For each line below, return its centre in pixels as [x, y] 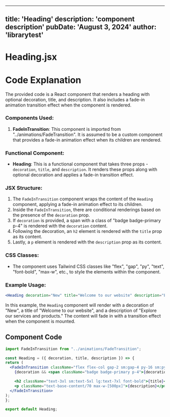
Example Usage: [26, 285]
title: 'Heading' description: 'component [70, 19]
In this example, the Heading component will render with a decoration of [80, 305]
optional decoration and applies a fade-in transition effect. [73, 175]
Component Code [34, 337]
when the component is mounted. [40, 321]
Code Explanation [43, 80]
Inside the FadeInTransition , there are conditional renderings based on [87, 210]
